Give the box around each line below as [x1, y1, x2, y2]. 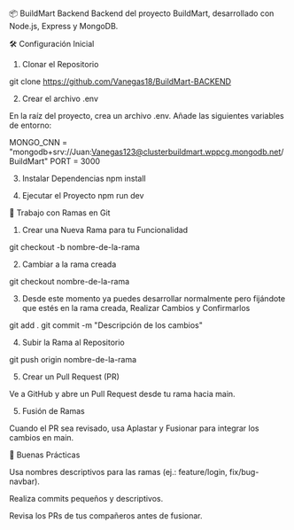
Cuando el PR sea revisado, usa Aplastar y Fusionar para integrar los [9, 423, 259, 433]
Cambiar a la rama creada [21, 259, 117, 269]
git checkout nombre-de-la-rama [9, 277, 130, 286]
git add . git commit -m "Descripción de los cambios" [9, 320, 204, 331]
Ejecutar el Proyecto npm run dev [21, 191, 144, 200]
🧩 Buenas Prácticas [9, 449, 81, 460]
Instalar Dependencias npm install [21, 173, 146, 183]
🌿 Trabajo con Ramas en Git [9, 207, 111, 218]
